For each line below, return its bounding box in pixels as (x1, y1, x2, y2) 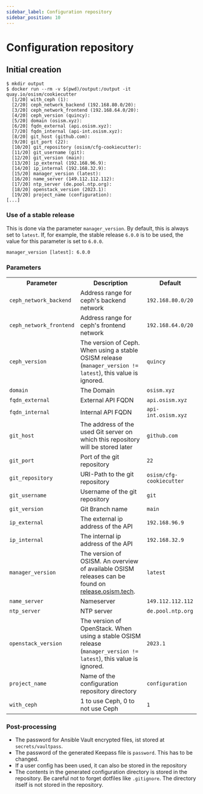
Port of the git (80, 453, 120, 461)
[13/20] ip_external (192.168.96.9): (11, 160, 107, 166)
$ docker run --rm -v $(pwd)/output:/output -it (6, 86, 131, 92)
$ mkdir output (6, 80, 45, 86)
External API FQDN (80, 396, 134, 405)
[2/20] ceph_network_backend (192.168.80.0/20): (11, 102, 137, 108)
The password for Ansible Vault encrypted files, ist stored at (14, 736, 165, 744)
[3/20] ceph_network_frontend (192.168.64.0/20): (11, 107, 139, 113)
